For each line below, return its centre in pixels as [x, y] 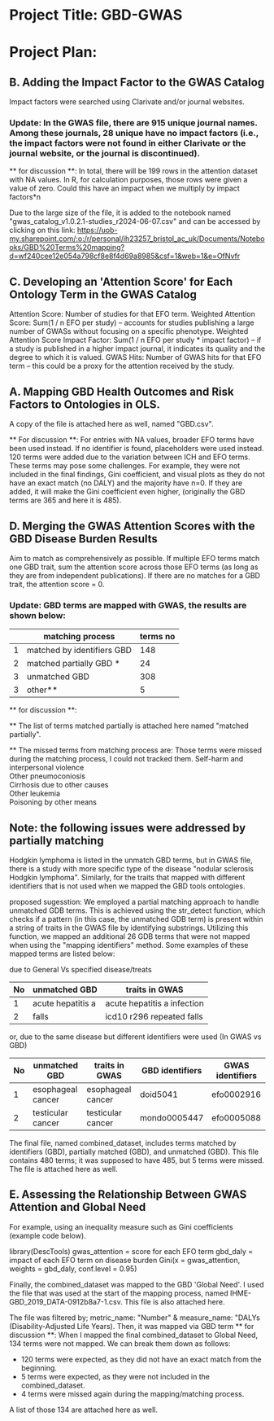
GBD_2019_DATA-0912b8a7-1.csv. [66, 1301]
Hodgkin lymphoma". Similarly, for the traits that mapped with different [127, 878]
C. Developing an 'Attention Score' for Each [121, 281]
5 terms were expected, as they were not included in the [115, 1376]
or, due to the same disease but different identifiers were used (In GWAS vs [135, 1037]
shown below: [37, 615]
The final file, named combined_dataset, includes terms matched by [123, 1143]
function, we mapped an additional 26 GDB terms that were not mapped [130, 936]
